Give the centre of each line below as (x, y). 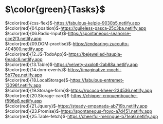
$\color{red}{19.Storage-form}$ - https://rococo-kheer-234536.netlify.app (79, 90)
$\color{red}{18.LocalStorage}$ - (38, 80)
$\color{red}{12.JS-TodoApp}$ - (37, 54)
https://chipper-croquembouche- (104, 95)
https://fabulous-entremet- (97, 80)
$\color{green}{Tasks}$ (55, 10)
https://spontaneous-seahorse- (100, 33)
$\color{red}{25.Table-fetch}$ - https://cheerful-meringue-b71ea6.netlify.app (81, 116)
